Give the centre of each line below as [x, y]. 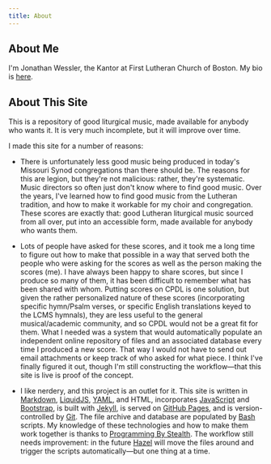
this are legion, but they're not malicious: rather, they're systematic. [132, 179]
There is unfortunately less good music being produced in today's [130, 162]
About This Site [48, 102]
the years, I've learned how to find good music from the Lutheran [129, 196]
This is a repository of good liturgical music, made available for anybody [129, 121]
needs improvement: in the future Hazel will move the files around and [137, 443]
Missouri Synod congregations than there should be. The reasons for [135, 170]
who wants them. [49, 231]
